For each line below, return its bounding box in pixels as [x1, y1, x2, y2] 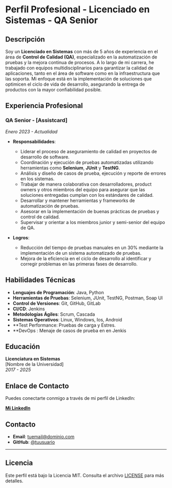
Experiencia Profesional [5, 101, 83, 110]
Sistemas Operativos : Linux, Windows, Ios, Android [12, 316, 122, 322]
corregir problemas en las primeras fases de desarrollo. [20, 260, 138, 267]
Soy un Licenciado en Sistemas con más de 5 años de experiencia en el [5, 49, 158, 54]
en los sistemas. [20, 175, 55, 181]
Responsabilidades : [12, 138, 56, 145]
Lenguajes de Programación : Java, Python [12, 289, 104, 295]
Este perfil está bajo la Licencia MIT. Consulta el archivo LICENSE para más [5, 472, 164, 478]
